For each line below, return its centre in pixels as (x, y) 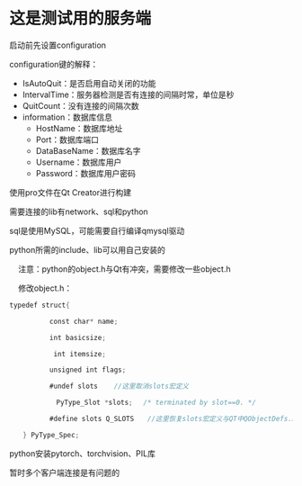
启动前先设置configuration (58, 45)
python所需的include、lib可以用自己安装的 (88, 249)
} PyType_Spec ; (51, 435)
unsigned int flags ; (88, 370)
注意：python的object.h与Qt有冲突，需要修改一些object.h (124, 269)
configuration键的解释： (54, 64)
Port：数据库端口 (67, 139)
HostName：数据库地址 (79, 128)
